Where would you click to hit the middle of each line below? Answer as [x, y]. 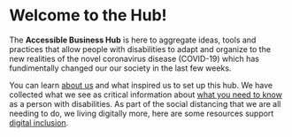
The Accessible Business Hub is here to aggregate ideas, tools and [133, 40]
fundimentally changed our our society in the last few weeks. [120, 68]
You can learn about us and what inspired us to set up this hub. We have [141, 85]
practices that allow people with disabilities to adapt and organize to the [140, 49]
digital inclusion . [39, 122]
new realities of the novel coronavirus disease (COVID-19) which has [134, 58]
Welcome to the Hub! [88, 15]
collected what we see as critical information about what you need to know [146, 95]
